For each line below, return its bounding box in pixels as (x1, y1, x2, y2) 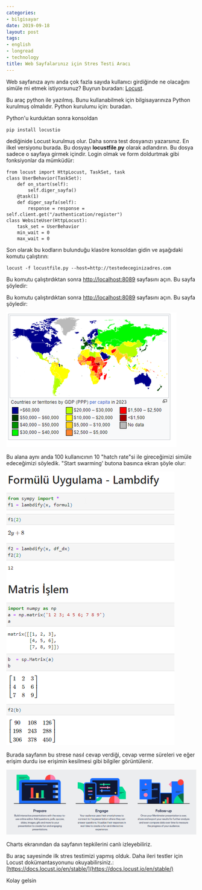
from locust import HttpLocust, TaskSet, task (6, 169, 125, 175)
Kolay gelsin (6, 877, 37, 884)
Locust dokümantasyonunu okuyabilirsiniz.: (6, 859, 115, 866)
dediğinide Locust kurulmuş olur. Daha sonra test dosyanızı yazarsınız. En (6, 137, 189, 144)
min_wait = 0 (17, 230, 50, 236)
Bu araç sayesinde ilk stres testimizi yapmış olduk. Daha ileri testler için (6, 852, 183, 859)
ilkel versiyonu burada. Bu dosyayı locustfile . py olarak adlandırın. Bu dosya (6, 144, 194, 151)
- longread (6, 48, 34, 54)
